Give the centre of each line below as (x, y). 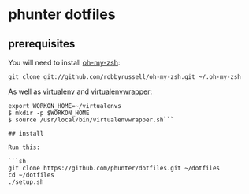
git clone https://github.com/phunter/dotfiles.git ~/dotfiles (114, 168)
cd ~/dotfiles (32, 175)
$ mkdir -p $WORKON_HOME (49, 113)
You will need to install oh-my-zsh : (64, 62)
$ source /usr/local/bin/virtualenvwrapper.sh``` (91, 120)
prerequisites (42, 44)
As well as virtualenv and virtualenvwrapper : (80, 91)
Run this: (24, 147)
